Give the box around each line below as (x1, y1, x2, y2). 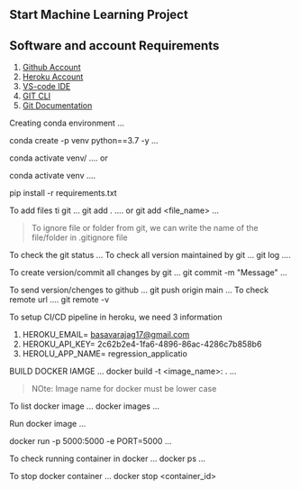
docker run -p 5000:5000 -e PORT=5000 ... (9, 436, 172, 447)
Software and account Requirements (9, 38, 220, 53)
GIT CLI (22, 90, 51, 102)
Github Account (22, 62, 81, 73)
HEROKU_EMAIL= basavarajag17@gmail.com (22, 329, 190, 340)
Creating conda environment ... (9, 117, 124, 129)
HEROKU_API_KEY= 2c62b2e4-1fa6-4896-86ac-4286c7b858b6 (22, 338, 262, 350)
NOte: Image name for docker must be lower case (31, 384, 217, 394)
